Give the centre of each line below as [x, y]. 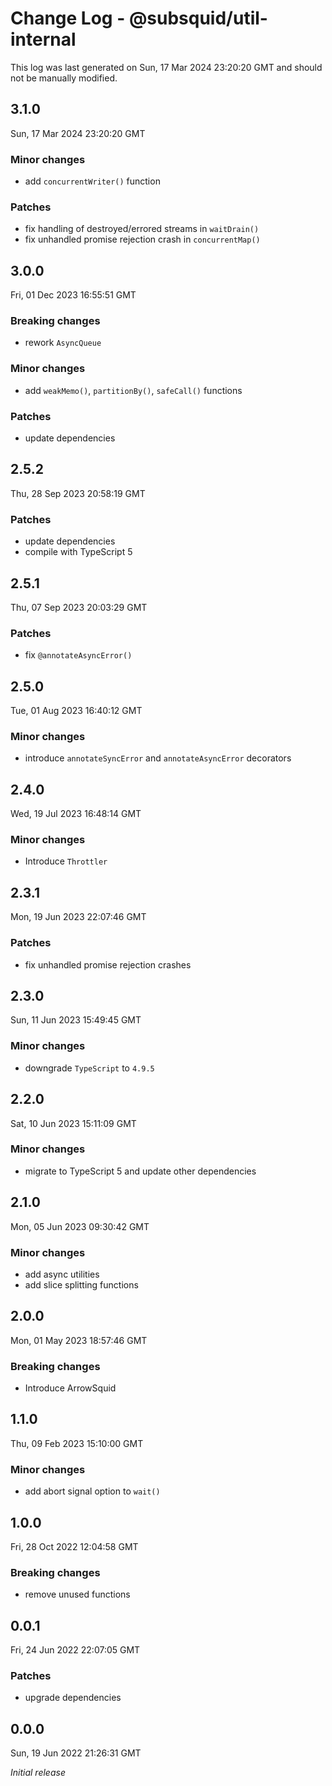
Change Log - [68, 18]
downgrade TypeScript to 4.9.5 [89, 1068]
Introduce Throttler [66, 861]
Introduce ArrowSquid [70, 1388]
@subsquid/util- [198, 18]
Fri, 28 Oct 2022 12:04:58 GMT [74, 1546]
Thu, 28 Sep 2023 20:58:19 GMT [78, 493]
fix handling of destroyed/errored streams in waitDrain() [142, 229]
